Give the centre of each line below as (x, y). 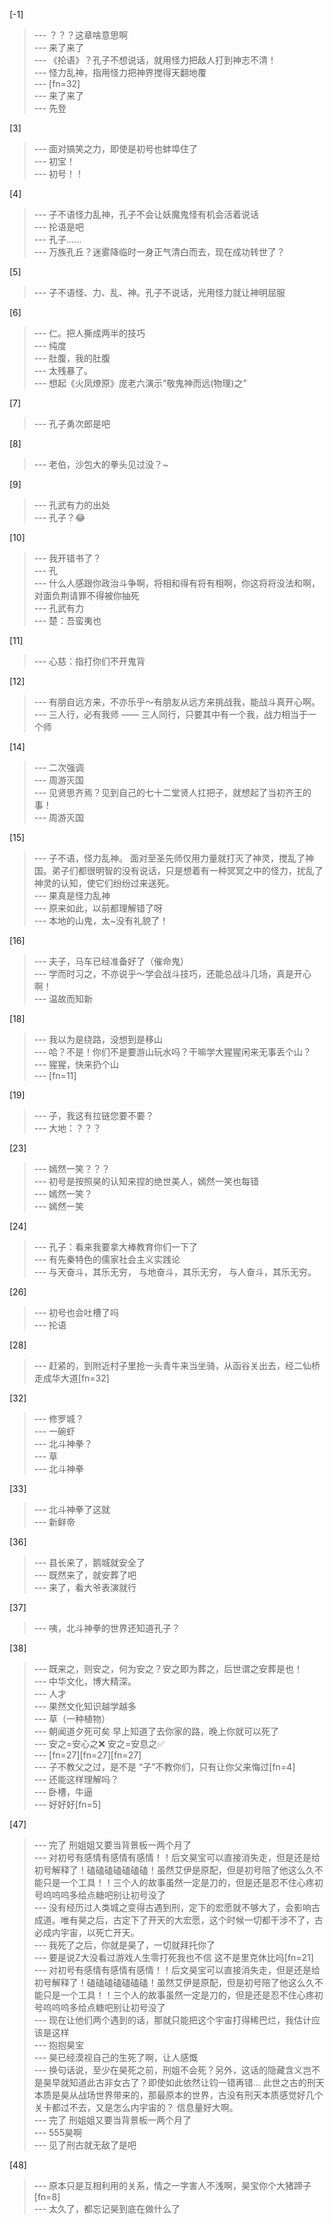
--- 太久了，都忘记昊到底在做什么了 (107, 2208)
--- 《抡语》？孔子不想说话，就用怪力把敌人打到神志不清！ (155, 60)
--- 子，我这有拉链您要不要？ (94, 1115)
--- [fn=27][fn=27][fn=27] (87, 1755)
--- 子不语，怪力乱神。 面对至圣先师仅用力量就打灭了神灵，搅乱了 (169, 858)
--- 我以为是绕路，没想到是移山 (98, 1039)
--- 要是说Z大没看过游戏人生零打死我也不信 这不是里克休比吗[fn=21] (173, 1957)
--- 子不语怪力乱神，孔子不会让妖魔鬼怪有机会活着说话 (146, 214)
